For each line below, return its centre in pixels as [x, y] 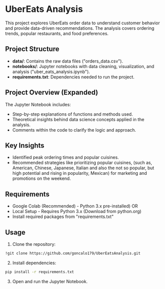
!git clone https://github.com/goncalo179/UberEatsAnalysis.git [73, 253]
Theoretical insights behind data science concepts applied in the [78, 119]
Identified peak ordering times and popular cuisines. [65, 157]
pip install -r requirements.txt [40, 272]
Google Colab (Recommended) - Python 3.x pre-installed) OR [75, 206]
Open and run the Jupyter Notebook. [50, 281]
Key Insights [25, 145]
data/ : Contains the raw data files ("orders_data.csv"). [68, 61]
